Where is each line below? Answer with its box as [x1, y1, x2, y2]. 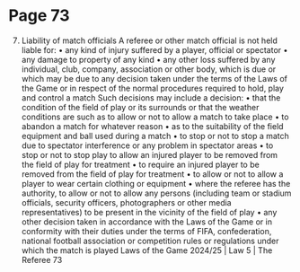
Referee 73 [21, 254, 63, 265]
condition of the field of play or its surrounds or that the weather [21, 101, 260, 112]
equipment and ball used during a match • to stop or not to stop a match [21, 130, 289, 141]
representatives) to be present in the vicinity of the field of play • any [21, 206, 278, 217]
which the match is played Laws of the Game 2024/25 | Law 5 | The [21, 244, 273, 256]
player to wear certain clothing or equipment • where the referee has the [21, 178, 291, 189]
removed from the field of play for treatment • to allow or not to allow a [21, 168, 284, 180]
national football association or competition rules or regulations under [21, 235, 279, 246]
